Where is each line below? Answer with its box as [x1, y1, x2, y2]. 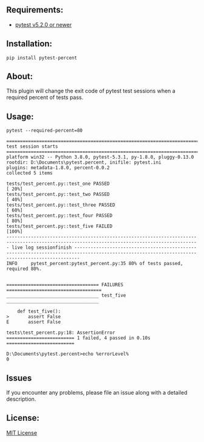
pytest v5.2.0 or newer [15, 21, 72, 28]
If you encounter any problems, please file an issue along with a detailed [6, 389, 188, 396]
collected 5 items [6, 170, 53, 176]
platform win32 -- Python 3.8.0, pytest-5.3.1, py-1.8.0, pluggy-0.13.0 [6, 154, 194, 161]
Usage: [6, 111, 35, 122]
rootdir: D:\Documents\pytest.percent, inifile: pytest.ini [6, 159, 162, 166]
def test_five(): [17, 308, 61, 315]
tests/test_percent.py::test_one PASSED [6, 181, 110, 187]
